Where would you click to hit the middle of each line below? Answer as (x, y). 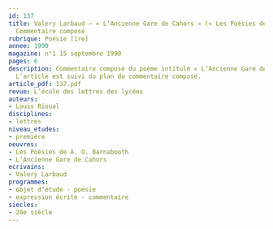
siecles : (23, 205)
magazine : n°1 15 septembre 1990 (65, 54)
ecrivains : (27, 167)
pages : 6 (23, 62)
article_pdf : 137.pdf (45, 84)
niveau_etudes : (34, 129)
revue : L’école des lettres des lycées (76, 91)
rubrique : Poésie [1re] (49, 39)
